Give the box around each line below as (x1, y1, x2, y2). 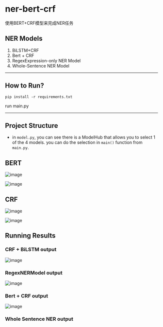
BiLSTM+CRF (12, 47, 39, 53)
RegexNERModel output (5, 269, 63, 276)
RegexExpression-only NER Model (12, 57, 81, 64)
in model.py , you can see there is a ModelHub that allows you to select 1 (12, 135, 155, 140)
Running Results (5, 232, 56, 240)
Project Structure (5, 121, 58, 130)
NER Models (5, 34, 43, 43)
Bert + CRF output (5, 293, 49, 299)
